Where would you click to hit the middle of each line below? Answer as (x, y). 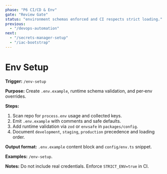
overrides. (16, 96)
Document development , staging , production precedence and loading (83, 131)
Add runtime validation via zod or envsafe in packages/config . (75, 126)
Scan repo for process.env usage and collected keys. (67, 115)
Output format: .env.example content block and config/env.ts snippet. (78, 146)
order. (19, 137)
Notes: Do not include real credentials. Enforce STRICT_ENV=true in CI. (77, 166)
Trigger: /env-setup (26, 81)
